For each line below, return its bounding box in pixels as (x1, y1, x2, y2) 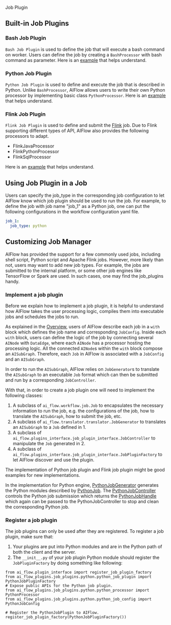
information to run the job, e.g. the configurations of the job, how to (12, 407, 155, 414)
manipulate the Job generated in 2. (12, 440, 86, 446)
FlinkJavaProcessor (12, 143, 55, 149)
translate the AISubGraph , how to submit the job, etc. (12, 413, 122, 419)
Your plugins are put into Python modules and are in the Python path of (12, 544, 162, 550)
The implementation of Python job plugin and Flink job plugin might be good (5, 466, 165, 473)
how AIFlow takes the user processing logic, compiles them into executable (5, 308, 164, 314)
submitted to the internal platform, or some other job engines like (5, 267, 142, 274)
